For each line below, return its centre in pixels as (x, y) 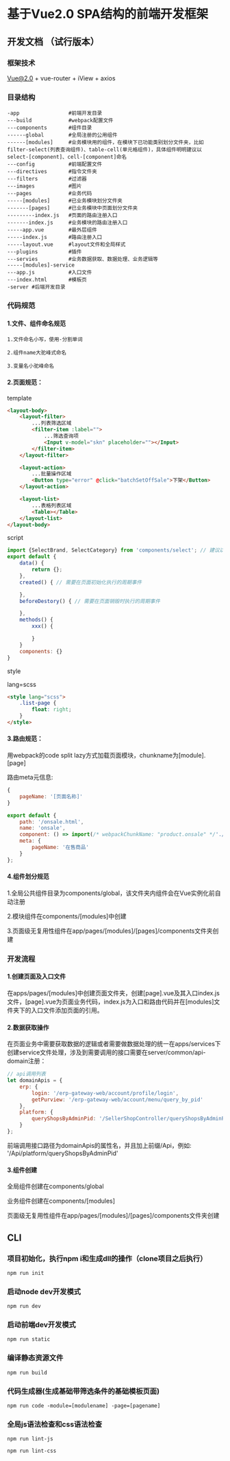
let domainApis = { (35, 1080)
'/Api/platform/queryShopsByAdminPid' (63, 1153)
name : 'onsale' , (43, 828)
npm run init (26, 1273)
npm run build (27, 1372)
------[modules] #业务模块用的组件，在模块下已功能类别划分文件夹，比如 (105, 143)
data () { (32, 563)
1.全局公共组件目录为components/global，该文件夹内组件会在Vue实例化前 (111, 893)
